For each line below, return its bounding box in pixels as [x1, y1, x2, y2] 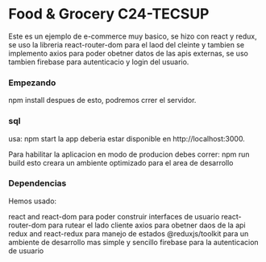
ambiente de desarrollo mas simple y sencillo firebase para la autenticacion [8, 237, 260, 247]
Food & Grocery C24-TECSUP [8, 5, 210, 23]
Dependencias [8, 178, 67, 189]
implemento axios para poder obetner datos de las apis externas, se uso [8, 48, 248, 58]
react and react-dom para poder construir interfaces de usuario [8, 211, 220, 221]
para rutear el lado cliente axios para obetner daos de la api [48, 220, 246, 230]
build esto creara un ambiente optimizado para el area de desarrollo [8, 158, 234, 167]
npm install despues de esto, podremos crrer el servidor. [8, 96, 197, 105]
